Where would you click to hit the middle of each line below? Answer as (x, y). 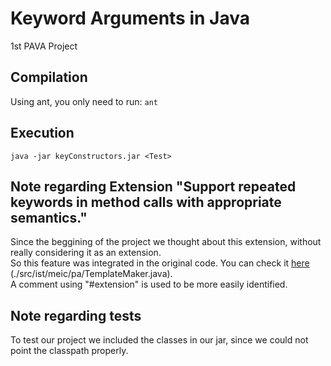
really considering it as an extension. (86, 253)
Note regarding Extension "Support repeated (153, 186)
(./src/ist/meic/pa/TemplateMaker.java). (91, 274)
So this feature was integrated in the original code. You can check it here (160, 263)
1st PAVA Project (44, 46)
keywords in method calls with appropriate (146, 202)
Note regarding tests (76, 315)
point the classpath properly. (69, 351)
